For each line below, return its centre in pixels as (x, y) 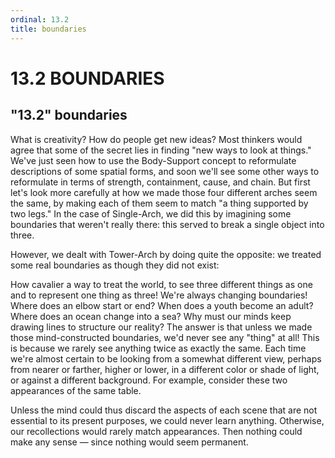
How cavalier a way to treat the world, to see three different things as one (161, 284)
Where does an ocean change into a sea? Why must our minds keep (151, 316)
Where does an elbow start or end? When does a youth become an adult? (162, 305)
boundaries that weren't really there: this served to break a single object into (167, 224)
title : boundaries (48, 29)
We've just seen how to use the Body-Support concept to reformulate (153, 160)
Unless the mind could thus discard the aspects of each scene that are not (164, 410)
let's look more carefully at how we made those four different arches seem (164, 192)
